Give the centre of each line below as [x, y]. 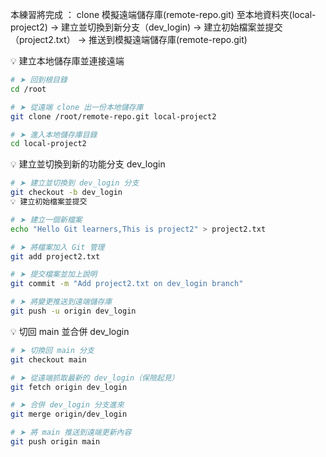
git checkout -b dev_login [66, 193]
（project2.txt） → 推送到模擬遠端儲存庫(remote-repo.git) [129, 39]
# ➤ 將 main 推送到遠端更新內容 [71, 433]
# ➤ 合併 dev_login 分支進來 [67, 405]
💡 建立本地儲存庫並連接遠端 [67, 61]
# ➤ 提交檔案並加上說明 [54, 274]
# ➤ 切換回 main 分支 [52, 350]
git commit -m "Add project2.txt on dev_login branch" [127, 284]
